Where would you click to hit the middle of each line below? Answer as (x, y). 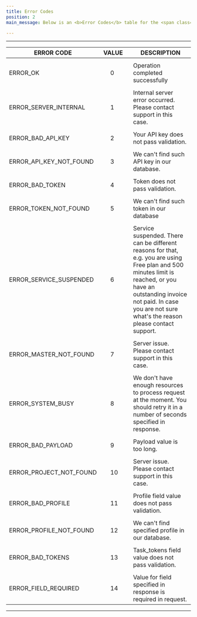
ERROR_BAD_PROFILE (40, 503)
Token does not (154, 181)
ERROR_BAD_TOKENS (39, 558)
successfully (150, 80)
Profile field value (157, 496)
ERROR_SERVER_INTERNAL (47, 107)
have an (144, 287)
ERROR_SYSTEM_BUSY (42, 404)
